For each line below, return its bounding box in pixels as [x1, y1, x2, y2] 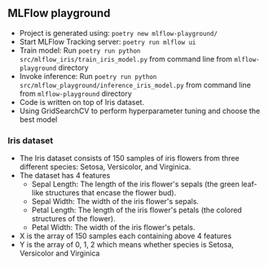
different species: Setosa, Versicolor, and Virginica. [19, 162, 191, 172]
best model [19, 114, 58, 124]
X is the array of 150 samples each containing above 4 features [19, 231, 232, 241]
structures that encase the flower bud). [45, 188, 177, 198]
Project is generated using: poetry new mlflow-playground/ [19, 28, 217, 37]
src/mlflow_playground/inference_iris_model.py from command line [19, 80, 252, 89]
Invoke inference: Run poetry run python [19, 71, 157, 81]
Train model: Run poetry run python [19, 45, 141, 55]
